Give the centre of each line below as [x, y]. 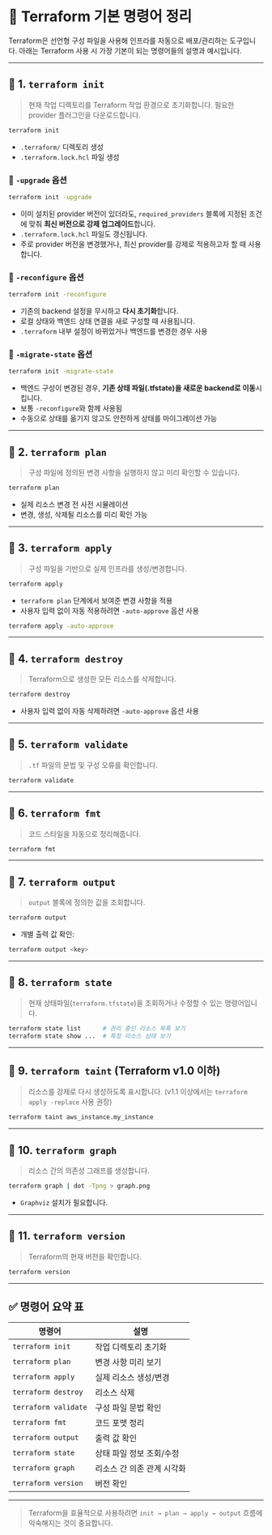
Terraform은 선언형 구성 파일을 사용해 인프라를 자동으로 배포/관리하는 [118, 41]
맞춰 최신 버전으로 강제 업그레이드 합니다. [92, 224]
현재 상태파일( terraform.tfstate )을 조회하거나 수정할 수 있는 [125, 1003]
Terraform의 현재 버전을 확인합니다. [85, 1256]
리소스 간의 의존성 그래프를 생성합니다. [89, 1170]
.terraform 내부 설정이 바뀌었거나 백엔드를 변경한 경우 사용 [114, 331]
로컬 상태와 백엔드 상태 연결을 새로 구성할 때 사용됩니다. [108, 321]
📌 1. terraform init [57, 85]
